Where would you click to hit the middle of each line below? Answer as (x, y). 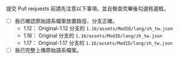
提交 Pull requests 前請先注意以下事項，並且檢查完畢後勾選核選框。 (87, 8)
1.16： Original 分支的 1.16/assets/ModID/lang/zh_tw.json (93, 36)
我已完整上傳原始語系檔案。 (48, 50)
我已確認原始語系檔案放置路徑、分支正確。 (66, 21)
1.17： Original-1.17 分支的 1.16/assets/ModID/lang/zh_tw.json (98, 43)
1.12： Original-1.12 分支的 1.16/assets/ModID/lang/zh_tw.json (98, 29)
